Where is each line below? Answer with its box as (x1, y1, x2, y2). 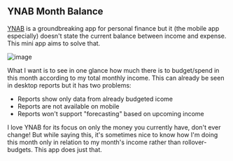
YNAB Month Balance (7, 6, 104, 17)
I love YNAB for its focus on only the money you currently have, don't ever (7, 122, 221, 132)
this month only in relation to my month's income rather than (7, 138, 181, 146)
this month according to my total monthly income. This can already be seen (7, 73, 225, 82)
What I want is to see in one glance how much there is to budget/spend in (7, 66, 220, 74)
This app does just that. (34, 145, 103, 153)
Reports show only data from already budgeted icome (17, 94, 174, 103)
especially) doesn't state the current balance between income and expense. (7, 31, 227, 40)
